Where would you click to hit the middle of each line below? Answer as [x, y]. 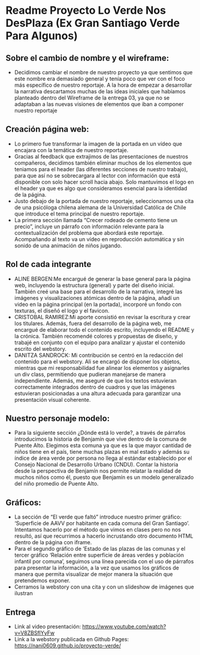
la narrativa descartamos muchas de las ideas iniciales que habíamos [100, 91]
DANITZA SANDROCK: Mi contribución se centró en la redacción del [99, 355]
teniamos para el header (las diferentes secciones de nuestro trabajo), [101, 169]
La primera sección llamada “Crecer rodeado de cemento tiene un [96, 220]
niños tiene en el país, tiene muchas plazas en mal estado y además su [102, 452]
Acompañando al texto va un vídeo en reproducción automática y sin [99, 239]
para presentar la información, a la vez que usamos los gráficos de [96, 568]
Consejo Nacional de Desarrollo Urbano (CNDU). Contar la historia [96, 465]
